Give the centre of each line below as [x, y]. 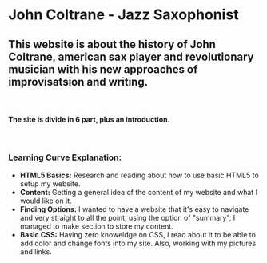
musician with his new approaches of [103, 69]
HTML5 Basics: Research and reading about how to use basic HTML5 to [139, 175]
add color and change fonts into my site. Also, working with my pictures [138, 243]
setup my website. [50, 183]
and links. [36, 251]
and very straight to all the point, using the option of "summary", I [128, 217]
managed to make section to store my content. [96, 226]
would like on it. [46, 201]
